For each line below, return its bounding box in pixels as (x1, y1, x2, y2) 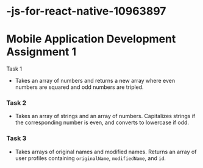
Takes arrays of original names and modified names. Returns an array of (15, 148, 197, 155)
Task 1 (6, 65, 23, 72)
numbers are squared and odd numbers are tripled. (15, 83, 144, 91)
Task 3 (6, 134, 27, 142)
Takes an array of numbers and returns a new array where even (15, 77, 176, 85)
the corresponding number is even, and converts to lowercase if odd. (15, 119, 189, 126)
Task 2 (6, 99, 27, 107)
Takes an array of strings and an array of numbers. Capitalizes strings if (15, 113, 196, 120)
